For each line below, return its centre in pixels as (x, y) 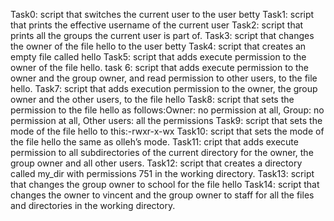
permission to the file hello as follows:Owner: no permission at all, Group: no (167, 110)
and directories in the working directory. (93, 205)
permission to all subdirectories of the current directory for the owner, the (162, 152)
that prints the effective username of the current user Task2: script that (157, 25)
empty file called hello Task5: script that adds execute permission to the (158, 57)
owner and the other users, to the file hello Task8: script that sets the (152, 99)
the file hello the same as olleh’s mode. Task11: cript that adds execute (154, 142)
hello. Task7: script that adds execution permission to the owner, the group (164, 88)
